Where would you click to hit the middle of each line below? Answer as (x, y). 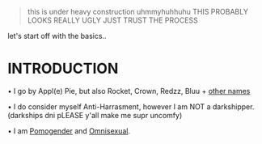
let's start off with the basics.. (57, 36)
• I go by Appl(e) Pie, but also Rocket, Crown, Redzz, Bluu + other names (129, 91)
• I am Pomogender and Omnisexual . (69, 131)
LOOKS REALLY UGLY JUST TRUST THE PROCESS (113, 20)
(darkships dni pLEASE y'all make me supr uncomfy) (95, 115)
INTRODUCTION (63, 69)
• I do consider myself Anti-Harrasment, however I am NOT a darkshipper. (131, 106)
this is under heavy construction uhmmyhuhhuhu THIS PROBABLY (137, 12)
